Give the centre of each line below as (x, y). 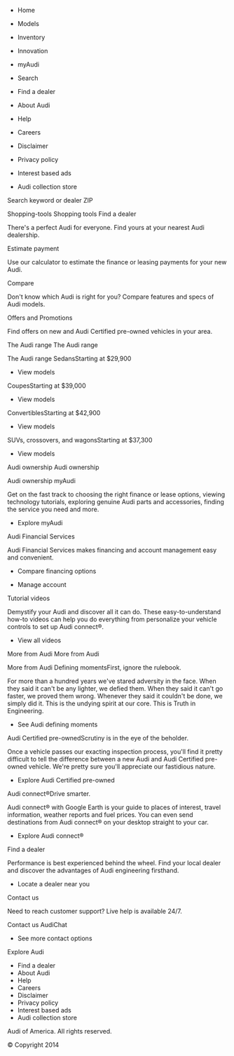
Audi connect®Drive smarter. (49, 794)
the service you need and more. (53, 509)
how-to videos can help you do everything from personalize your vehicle (112, 619)
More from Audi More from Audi (53, 654)
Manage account (42, 584)
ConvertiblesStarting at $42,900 (54, 413)
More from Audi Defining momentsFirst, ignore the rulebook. (95, 668)
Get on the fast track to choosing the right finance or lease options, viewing (116, 494)
